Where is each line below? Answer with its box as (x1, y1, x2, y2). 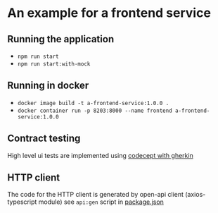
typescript (7, 197, 37, 206)
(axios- (185, 190, 206, 199)
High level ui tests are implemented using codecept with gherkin (7, 151, 193, 159)
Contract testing (7, 133, 81, 145)
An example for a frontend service (7, 5, 211, 21)
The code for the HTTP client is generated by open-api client (7, 190, 184, 199)
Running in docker (7, 80, 89, 92)
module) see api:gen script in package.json (38, 197, 164, 206)
